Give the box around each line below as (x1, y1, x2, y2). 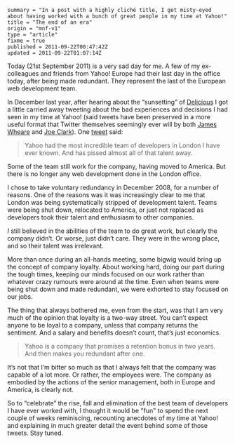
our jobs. (7, 292, 33, 301)
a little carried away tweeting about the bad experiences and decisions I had (7, 105, 228, 114)
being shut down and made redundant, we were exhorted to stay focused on (7, 285, 229, 293)
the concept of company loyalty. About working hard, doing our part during (7, 263, 224, 271)
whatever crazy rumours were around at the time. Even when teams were (7, 278, 220, 285)
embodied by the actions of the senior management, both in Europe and (7, 378, 215, 386)
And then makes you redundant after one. (24, 349, 145, 358)
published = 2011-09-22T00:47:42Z (7, 43, 109, 51)
